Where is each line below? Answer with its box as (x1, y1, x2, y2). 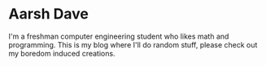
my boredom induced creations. (8, 48, 116, 58)
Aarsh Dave (8, 5, 89, 23)
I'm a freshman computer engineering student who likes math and (8, 31, 229, 41)
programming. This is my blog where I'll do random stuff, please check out (8, 39, 258, 49)
